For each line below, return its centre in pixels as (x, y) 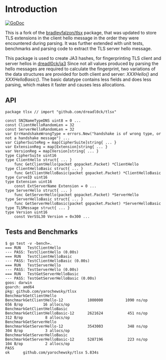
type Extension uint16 (29, 181)
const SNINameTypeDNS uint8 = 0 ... (43, 121)
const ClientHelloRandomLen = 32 (40, 125)
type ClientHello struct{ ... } (39, 160)
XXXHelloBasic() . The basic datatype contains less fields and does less (78, 79)
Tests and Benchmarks (41, 232)
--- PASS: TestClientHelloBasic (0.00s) (48, 261)
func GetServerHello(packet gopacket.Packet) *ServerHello (77, 195)
